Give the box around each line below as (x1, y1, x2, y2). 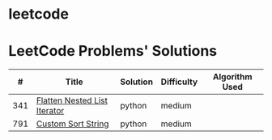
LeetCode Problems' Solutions (8, 42, 218, 61)
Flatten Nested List (36, 95, 108, 106)
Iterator (36, 105, 65, 117)
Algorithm (212, 71, 253, 83)
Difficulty (160, 76, 198, 87)
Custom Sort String (36, 118, 109, 129)
